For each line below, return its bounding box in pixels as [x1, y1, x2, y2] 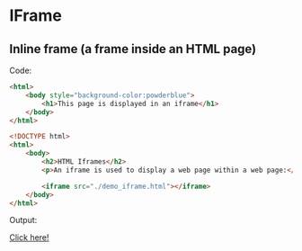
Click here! [9, 232, 49, 243]
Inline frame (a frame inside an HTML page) [9, 41, 257, 57]
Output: [9, 215, 38, 226]
